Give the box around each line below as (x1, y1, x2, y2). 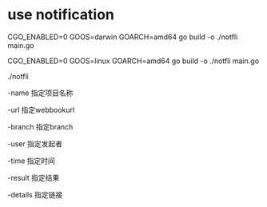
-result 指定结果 (7, 173, 60, 182)
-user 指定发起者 (7, 138, 63, 149)
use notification (7, 6, 115, 24)
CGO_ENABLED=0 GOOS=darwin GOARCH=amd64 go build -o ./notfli (7, 32, 238, 42)
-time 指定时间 (7, 156, 55, 165)
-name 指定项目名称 (7, 88, 74, 98)
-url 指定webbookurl (7, 105, 75, 114)
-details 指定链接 (7, 189, 63, 199)
